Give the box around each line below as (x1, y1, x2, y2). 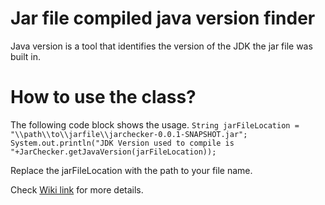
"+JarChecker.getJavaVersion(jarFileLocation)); (10, 147, 217, 157)
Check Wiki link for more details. (10, 183, 144, 196)
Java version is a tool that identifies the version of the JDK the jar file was (10, 40, 313, 52)
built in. (10, 50, 42, 62)
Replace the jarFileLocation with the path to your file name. (10, 164, 253, 176)
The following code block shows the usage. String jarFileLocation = (10, 118, 300, 131)
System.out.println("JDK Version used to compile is (10, 138, 235, 148)
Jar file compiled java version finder (10, 7, 316, 30)
